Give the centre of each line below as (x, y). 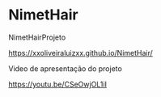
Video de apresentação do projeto (66, 68)
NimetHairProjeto (37, 37)
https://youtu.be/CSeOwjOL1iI (58, 84)
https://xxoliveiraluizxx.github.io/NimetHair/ (81, 53)
